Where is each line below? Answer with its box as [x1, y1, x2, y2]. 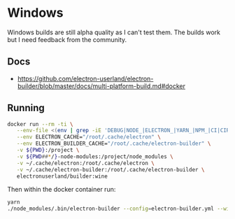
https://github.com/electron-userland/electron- [17, 74, 154, 83]
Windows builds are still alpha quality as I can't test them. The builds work [7, 28, 220, 36]
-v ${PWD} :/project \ [16, 147, 80, 154]
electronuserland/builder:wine [16, 173, 108, 180]
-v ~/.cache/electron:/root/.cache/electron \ [16, 160, 155, 167]
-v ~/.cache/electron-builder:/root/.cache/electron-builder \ [16, 166, 205, 173]
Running [7, 102, 45, 114]
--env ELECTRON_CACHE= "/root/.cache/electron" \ [16, 134, 161, 141]
